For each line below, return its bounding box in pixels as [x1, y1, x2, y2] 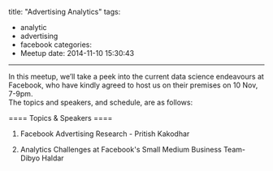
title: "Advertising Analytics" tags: [8, 7, 121, 16]
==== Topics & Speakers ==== [8, 113, 113, 122]
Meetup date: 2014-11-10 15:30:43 [19, 49, 135, 58]
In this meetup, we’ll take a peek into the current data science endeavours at [8, 72, 264, 81]
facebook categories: [19, 40, 92, 49]
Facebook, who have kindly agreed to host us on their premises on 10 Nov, [8, 80, 258, 90]
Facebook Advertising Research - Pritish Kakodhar [19, 129, 190, 139]
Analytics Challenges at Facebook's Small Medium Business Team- [19, 145, 246, 154]
